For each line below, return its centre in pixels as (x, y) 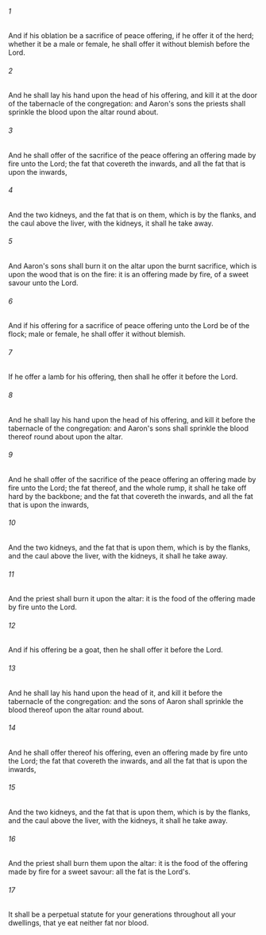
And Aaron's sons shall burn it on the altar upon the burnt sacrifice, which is (133, 266)
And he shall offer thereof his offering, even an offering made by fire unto (128, 752)
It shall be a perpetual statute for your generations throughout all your (122, 914)
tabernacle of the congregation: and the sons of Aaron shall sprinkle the (126, 701)
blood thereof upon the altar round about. (76, 709)
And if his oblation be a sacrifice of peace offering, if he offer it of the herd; (131, 36)
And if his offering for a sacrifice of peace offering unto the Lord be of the (129, 326)
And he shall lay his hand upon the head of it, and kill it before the (116, 693)
